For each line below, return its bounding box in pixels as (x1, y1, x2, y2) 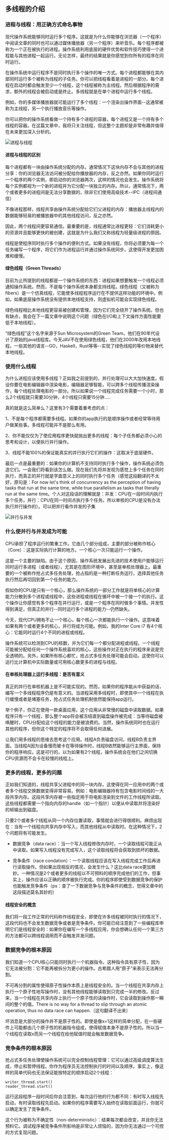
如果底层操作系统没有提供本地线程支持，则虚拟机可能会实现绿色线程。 (14, 296, 159, 302)
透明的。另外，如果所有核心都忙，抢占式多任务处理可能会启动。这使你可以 (9, 652, 164, 658)
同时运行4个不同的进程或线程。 (22, 629, 88, 635)
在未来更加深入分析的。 (5, 128, 54, 135)
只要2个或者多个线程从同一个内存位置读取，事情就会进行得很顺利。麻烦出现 (5, 818, 162, 824)
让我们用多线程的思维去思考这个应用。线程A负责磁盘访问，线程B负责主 (5, 736, 152, 742)
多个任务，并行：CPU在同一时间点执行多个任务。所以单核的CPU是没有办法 (5, 497, 161, 503)
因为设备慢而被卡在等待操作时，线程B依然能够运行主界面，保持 (30, 743, 161, 749)
